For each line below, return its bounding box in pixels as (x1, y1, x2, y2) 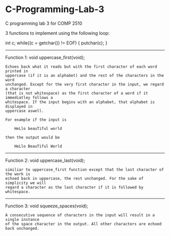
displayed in (5, 104, 33, 109)
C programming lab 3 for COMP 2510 (5, 20, 82, 26)
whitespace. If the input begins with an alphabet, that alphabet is (5, 100, 155, 105)
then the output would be (5, 135, 60, 140)
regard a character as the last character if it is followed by (5, 184, 144, 190)
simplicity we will (5, 180, 47, 185)
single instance (5, 217, 39, 222)
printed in (5, 68, 28, 74)
